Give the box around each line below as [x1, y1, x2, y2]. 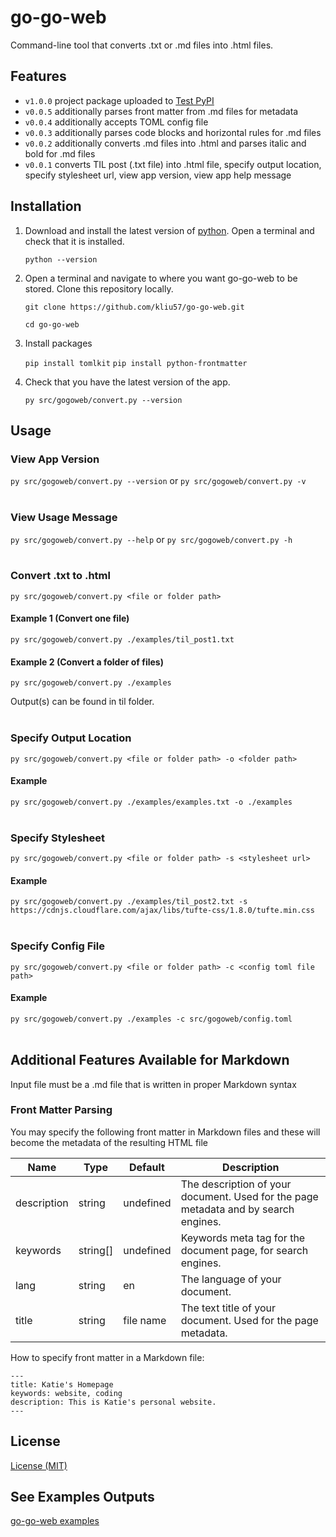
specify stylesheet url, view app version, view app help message [24, 169, 292, 181]
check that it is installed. [24, 235, 125, 247]
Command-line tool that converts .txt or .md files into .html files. [10, 39, 274, 51]
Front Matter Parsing [10, 1103, 113, 1117]
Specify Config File [10, 939, 105, 953]
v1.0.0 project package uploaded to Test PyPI [24, 94, 215, 106]
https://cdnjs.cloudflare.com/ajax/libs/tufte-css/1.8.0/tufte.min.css [10, 906, 315, 916]
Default [129, 1160, 165, 1174]
